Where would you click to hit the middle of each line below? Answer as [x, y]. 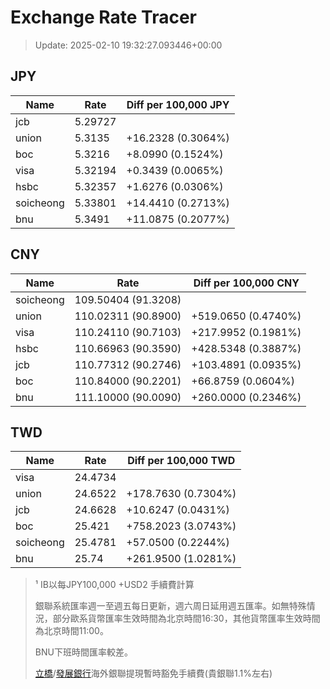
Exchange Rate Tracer [104, 17]
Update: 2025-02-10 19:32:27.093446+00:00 [128, 45]
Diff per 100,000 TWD [181, 461]
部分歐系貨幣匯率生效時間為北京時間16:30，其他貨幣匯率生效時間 [186, 618]
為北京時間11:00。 [71, 631]
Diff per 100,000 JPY [178, 104]
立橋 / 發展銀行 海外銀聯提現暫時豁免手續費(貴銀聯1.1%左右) [153, 673]
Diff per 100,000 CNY [246, 283]
